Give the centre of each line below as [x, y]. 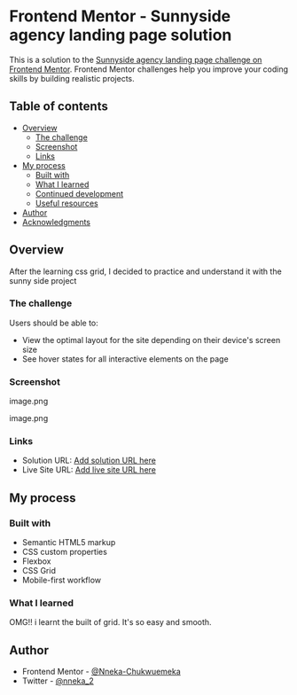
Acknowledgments [56, 222]
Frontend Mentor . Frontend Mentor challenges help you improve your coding [149, 69]
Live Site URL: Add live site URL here [89, 470]
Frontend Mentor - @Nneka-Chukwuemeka [102, 672]
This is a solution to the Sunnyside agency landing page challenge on [136, 59]
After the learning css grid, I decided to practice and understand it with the [145, 271]
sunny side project [43, 280]
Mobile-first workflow [62, 580]
